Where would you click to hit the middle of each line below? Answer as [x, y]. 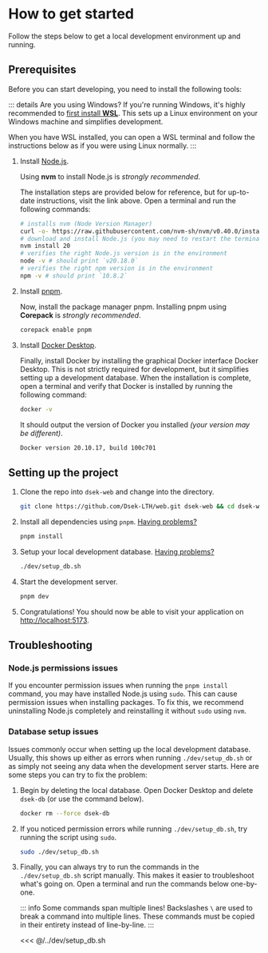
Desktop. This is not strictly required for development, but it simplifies [134, 369]
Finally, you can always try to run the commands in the [109, 867]
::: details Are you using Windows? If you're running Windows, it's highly [127, 104]
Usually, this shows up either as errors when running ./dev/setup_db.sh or [130, 758]
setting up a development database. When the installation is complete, [135, 378]
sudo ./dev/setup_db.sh [59, 852]
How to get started [71, 14]
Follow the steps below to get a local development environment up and [124, 36]
